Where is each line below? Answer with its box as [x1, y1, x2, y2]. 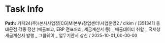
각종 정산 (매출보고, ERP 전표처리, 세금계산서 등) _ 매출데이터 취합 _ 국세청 [18, 26, 161, 32]
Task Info [5, 3, 44, 15]
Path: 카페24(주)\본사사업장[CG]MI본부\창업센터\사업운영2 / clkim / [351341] [5, 20, 155, 26]
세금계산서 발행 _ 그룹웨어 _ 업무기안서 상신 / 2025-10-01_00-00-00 [5, 32, 137, 38]
